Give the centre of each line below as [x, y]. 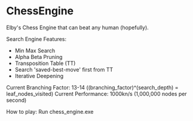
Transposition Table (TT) [45, 63]
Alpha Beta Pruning [39, 57]
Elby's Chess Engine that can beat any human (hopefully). [78, 27]
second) [16, 100]
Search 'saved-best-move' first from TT [64, 69]
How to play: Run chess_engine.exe [50, 111]
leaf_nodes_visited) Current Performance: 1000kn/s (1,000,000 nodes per [96, 94]
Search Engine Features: [36, 39]
